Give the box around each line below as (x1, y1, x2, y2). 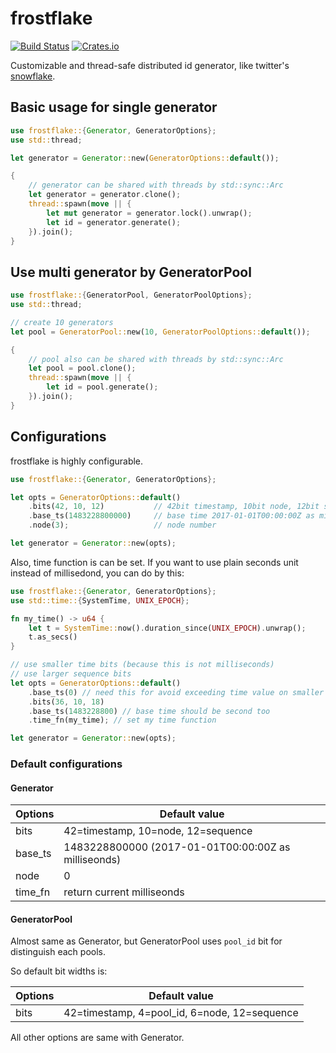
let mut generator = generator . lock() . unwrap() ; (46, 208, 253, 218)
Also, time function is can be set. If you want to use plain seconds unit (10, 556, 299, 568)
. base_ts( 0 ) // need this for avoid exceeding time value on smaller (28, 687, 325, 697)
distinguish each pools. (10, 946, 107, 958)
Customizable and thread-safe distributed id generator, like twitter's (10, 59, 290, 71)
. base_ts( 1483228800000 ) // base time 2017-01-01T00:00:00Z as (28, 511, 315, 521)
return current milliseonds (63, 885, 185, 899)
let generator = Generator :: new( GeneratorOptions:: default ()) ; (10, 153, 280, 163)
